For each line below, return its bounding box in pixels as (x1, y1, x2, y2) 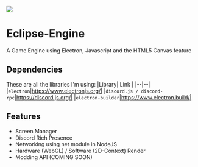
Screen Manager (15, 127, 58, 135)
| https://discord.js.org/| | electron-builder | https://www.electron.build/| (14, 93, 192, 101)
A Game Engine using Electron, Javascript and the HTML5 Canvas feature (6, 46, 192, 54)
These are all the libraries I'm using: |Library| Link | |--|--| (6, 80, 150, 88)
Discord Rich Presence (15, 134, 73, 141)
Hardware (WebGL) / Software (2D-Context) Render (15, 147, 146, 154)
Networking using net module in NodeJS (15, 140, 118, 147)
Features (6, 112, 41, 122)
